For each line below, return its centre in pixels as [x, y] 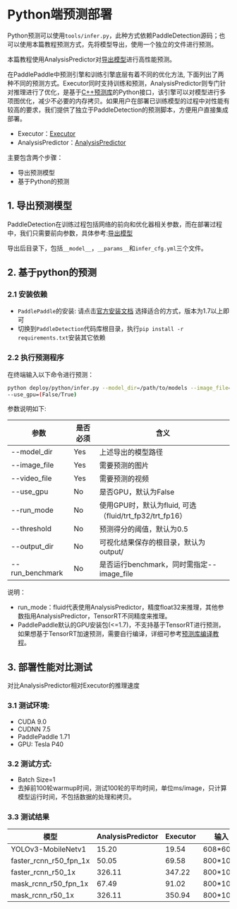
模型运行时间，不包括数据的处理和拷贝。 [76, 797]
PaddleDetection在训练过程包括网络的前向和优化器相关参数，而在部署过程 [115, 224]
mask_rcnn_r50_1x [42, 896]
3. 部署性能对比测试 [50, 667]
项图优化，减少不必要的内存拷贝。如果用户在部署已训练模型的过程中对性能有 [119, 100]
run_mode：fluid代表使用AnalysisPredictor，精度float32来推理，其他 [117, 607]
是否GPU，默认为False [137, 492]
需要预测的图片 [124, 465]
